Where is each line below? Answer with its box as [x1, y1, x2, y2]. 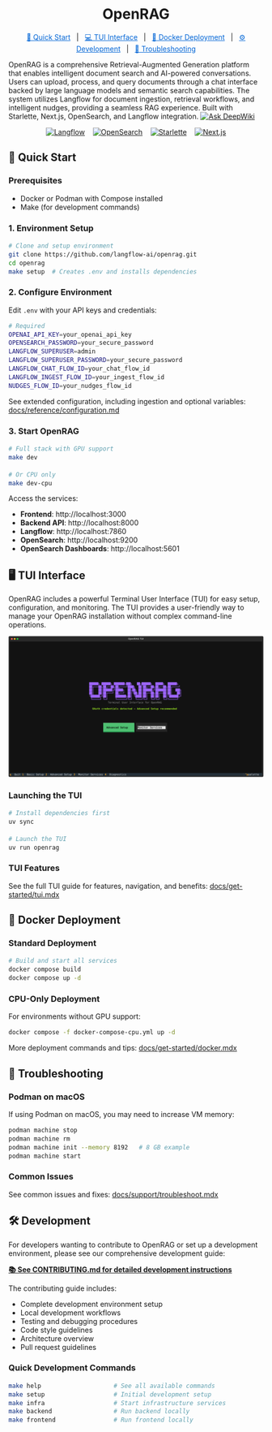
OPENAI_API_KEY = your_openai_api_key [8, 330, 132, 339]
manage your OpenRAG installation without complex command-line [8, 611, 232, 621]
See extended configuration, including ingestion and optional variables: [8, 396, 246, 406]
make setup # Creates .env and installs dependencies [8, 267, 198, 276]
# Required [8, 321, 45, 330]
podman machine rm [8, 1134, 70, 1143]
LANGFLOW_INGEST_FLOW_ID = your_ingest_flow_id [8, 373, 164, 382]
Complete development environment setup [19, 1299, 164, 1309]
